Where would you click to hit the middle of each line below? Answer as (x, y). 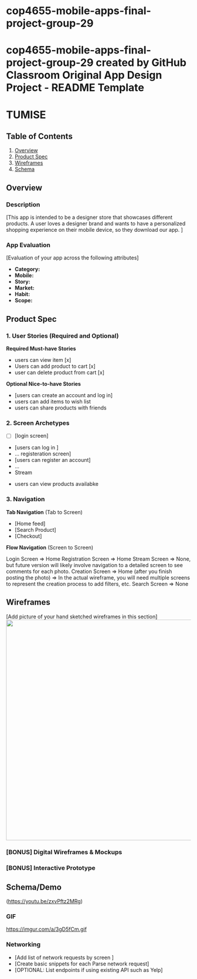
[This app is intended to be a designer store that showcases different (89, 217)
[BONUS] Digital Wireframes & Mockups (64, 853)
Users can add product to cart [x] (55, 367)
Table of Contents (40, 136)
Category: (27, 269)
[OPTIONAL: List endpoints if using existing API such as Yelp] (89, 970)
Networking (23, 944)
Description (23, 204)
